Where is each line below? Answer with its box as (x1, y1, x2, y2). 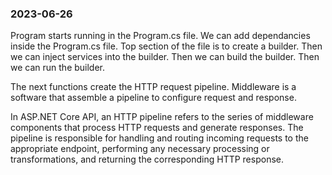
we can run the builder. (10, 62, 106, 74)
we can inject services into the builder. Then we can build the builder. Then (10, 51, 320, 63)
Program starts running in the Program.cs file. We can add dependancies (10, 30, 311, 42)
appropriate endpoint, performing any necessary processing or (10, 143, 270, 155)
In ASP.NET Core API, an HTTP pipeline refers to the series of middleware (10, 111, 314, 123)
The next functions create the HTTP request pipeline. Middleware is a (10, 81, 297, 93)
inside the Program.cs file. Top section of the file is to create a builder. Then (10, 40, 323, 52)
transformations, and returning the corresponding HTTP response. (10, 153, 284, 166)
